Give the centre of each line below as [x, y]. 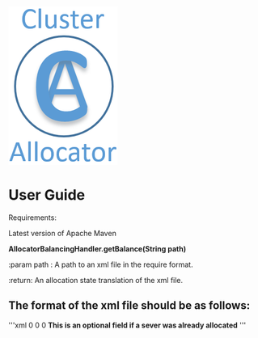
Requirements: [32, 218]
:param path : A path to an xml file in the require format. [101, 264]
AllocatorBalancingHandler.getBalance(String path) [97, 248]
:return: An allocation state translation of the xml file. [96, 280]
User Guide [47, 195]
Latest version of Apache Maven [63, 233]
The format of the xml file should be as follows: [129, 306]
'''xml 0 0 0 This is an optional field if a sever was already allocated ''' [127, 325]
